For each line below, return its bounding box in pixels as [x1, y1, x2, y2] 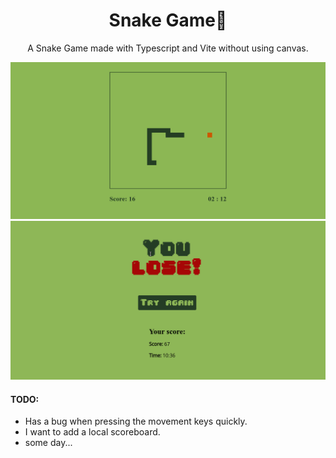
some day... [24, 437, 73, 449]
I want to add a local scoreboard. [24, 426, 161, 438]
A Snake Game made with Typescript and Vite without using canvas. [27, 42, 309, 54]
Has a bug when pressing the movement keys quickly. [24, 415, 248, 428]
